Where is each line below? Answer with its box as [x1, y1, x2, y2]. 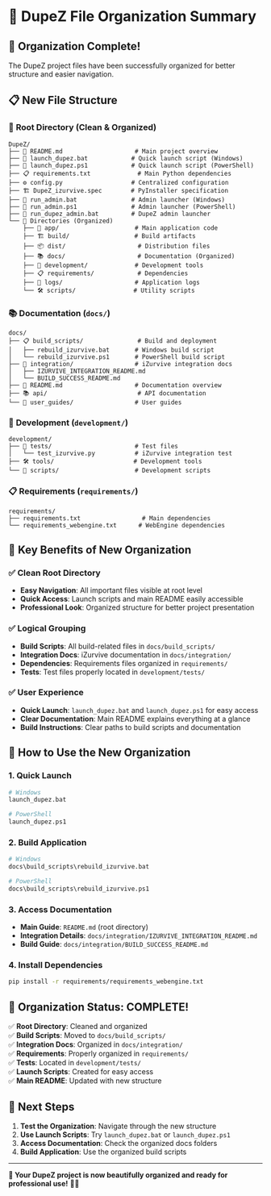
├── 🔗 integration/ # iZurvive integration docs [8, 360, 232, 368]
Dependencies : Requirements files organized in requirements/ [19, 658, 228, 668]
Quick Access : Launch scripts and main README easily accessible [19, 594, 244, 604]
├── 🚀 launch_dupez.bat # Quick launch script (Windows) [8, 154, 244, 162]
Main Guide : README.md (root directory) [19, 923, 149, 932]
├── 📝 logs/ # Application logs [23, 278, 200, 286]
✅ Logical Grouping [8, 623, 86, 634]
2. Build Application [8, 836, 87, 848]
